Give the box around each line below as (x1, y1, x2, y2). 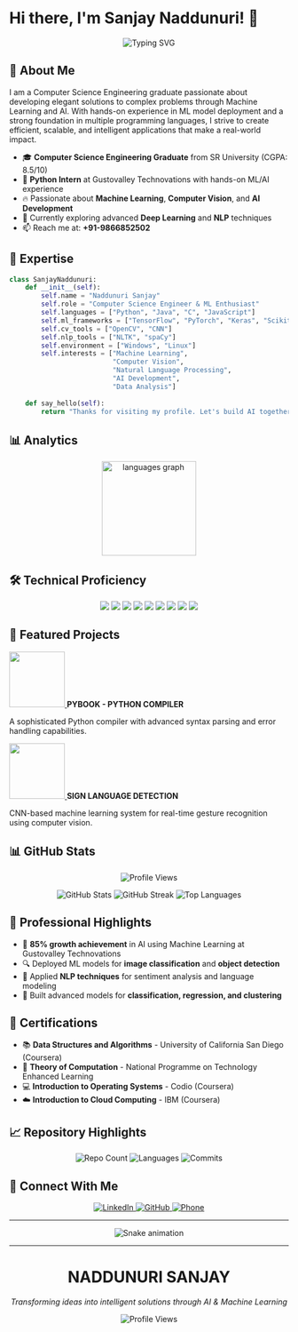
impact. (9, 133, 37, 145)
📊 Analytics (9, 433, 78, 448)
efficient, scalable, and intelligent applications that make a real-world (9, 124, 262, 135)
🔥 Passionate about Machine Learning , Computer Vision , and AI (21, 193, 261, 203)
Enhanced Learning (21, 1071, 94, 1082)
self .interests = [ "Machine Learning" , (41, 349, 189, 358)
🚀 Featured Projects (9, 627, 121, 642)
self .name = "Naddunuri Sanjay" (41, 291, 161, 300)
